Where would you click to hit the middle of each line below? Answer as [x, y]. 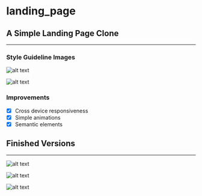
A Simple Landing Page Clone [63, 33]
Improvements [28, 97]
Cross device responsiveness [51, 111]
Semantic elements [39, 124]
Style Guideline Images [41, 57]
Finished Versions [41, 143]
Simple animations [38, 117]
